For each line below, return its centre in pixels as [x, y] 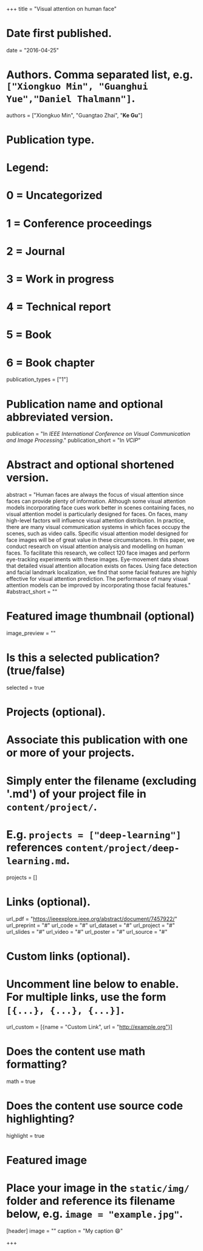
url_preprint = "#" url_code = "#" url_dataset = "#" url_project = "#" [91, 925]
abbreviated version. [60, 417]
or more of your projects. [71, 753]
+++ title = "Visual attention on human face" [62, 9]
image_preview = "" [31, 633]
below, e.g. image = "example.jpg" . [95, 1214]
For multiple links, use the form [86, 997]
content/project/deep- [122, 848]
